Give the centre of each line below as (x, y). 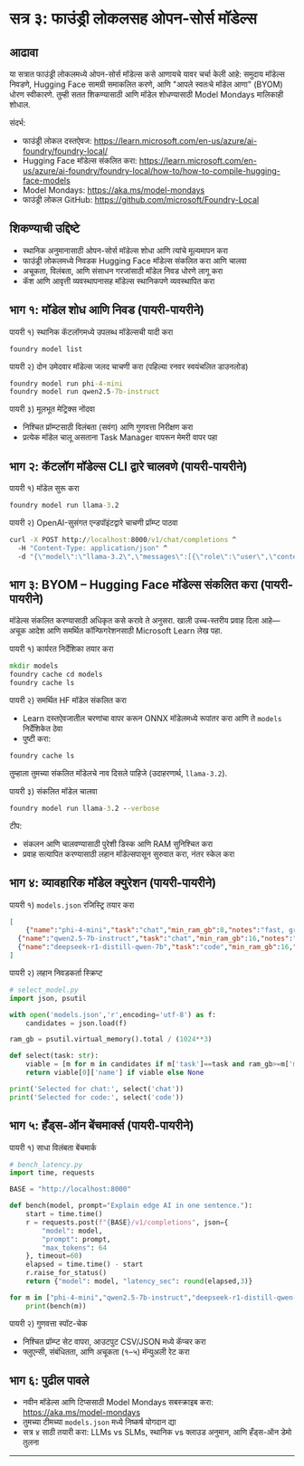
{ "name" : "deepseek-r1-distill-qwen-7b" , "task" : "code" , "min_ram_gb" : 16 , (156, 947)
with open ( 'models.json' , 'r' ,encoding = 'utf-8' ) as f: (113, 1014)
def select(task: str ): (54, 1056)
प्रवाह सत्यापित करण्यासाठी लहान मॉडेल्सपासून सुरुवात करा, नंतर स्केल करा (128, 853)
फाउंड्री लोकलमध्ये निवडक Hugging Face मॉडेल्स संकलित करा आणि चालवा (134, 261)
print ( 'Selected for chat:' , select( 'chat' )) (96, 1089)
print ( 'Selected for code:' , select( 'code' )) (96, 1097)
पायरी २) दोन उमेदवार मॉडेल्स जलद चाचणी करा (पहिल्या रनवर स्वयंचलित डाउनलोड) (129, 366)
